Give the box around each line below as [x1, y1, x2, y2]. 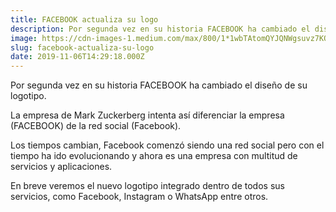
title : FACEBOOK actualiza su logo [10, 14, 159, 25]
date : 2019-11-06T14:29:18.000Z [10, 52, 145, 62]
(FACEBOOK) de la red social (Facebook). [10, 120, 182, 132]
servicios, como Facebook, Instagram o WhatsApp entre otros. [10, 191, 269, 203]
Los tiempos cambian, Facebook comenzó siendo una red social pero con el [10, 139, 325, 151]
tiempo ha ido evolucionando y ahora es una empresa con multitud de [10, 150, 298, 162]
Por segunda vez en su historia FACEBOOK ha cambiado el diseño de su [10, 79, 308, 91]
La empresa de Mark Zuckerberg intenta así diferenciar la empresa [10, 109, 285, 121]
